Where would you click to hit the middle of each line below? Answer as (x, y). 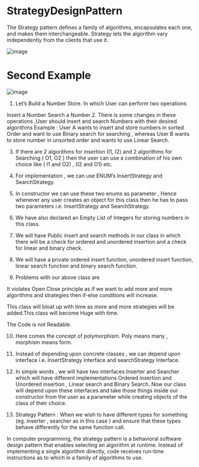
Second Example (49, 76)
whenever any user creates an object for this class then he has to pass (102, 199)
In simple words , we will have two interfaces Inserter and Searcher (97, 371)
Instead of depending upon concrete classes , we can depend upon (98, 354)
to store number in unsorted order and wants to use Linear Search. (88, 140)
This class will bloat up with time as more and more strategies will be (91, 306)
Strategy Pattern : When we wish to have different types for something (101, 414)
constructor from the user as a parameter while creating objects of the (101, 396)
